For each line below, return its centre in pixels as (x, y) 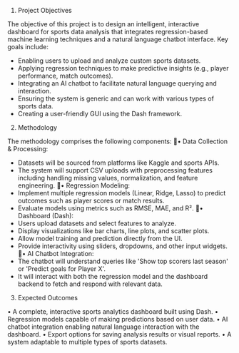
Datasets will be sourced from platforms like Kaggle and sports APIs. (118, 163)
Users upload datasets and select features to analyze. (97, 223)
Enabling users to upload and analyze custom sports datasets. (109, 61)
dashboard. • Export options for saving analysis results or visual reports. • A (119, 334)
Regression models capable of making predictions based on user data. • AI (118, 319)
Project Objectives (45, 10)
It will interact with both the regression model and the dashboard (113, 276)
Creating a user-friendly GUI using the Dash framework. (100, 114)
